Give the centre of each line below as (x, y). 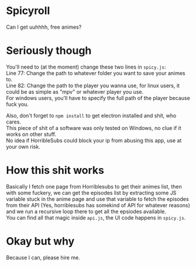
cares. (14, 122)
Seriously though (49, 51)
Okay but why (40, 241)
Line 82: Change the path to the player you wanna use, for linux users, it (93, 85)
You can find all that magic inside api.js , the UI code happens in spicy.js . (96, 217)
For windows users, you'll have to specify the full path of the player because (98, 98)
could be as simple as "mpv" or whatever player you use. (75, 91)
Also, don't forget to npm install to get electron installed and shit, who (91, 115)
